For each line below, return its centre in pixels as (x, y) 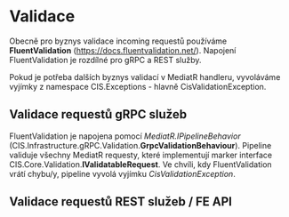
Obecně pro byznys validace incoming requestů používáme (118, 41)
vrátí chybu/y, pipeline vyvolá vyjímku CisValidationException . (122, 173)
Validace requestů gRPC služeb (98, 114)
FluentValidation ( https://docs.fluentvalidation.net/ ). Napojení (123, 50)
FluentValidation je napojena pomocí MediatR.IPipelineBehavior (125, 136)
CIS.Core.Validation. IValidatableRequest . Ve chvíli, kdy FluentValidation (141, 164)
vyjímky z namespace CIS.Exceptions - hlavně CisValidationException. (138, 86)
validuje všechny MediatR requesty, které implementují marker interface (141, 155)
